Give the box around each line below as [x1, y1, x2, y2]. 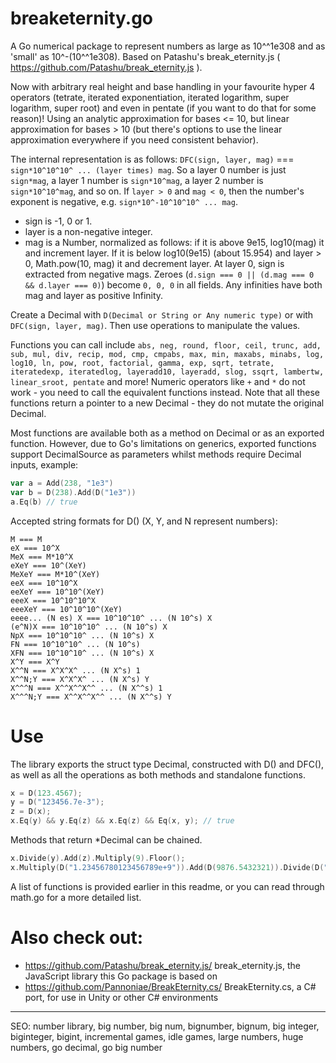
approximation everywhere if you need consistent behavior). [10, 133, 259, 146]
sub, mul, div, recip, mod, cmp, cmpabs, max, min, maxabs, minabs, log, [10, 349, 325, 359]
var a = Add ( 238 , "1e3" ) [10, 478, 114, 488]
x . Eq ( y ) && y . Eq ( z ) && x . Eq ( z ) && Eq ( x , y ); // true [10, 816, 235, 826]
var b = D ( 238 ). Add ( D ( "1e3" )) [10, 487, 137, 497]
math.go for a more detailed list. [10, 891, 142, 903]
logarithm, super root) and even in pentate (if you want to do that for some [10, 102, 317, 114]
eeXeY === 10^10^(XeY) [10, 587, 105, 597]
